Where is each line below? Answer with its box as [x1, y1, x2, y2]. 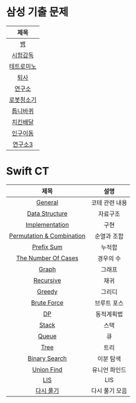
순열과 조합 [94, 232, 124, 240]
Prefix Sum [32, 243, 63, 251]
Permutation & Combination [9, 231, 86, 240]
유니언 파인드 [92, 366, 127, 374]
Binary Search [27, 354, 67, 363]
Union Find [32, 365, 63, 373]
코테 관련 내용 [91, 199, 128, 207]
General [36, 198, 59, 206]
